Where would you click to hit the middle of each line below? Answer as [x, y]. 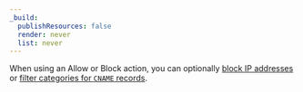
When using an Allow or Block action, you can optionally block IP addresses [151, 69]
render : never [44, 34]
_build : [24, 18]
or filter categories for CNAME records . [79, 78]
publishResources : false [65, 26]
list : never [40, 43]
